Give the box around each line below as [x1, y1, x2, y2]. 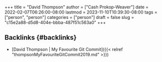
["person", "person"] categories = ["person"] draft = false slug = [4, 15, 135, 20]
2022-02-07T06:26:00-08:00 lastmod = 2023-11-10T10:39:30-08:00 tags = [4, 9, 158, 15]
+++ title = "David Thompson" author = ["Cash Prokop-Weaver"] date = [4, 4, 149, 10]
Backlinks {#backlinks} [4, 33, 77, 42]
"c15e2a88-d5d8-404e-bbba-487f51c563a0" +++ [4, 19, 106, 25]
